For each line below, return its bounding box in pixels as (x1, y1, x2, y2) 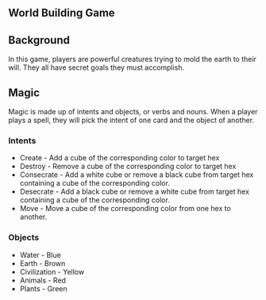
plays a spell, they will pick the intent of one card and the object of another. (8, 115, 255, 125)
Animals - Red (19, 275, 66, 285)
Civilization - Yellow (19, 267, 85, 276)
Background (8, 33, 70, 47)
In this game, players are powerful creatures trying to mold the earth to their (8, 55, 256, 64)
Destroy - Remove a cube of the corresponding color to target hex (19, 162, 237, 171)
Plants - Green (19, 283, 67, 293)
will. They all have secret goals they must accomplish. (8, 63, 185, 72)
